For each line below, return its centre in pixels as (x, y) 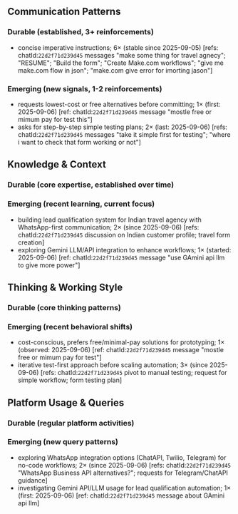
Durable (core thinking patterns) (64, 307)
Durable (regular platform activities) (71, 423)
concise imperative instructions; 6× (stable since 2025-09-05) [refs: (118, 47)
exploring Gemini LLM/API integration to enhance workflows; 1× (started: (124, 250)
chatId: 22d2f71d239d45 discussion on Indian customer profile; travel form (124, 235)
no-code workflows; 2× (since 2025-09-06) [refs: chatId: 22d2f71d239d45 (124, 465)
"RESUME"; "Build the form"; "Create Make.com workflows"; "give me (121, 63)
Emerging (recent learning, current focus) (81, 204)
